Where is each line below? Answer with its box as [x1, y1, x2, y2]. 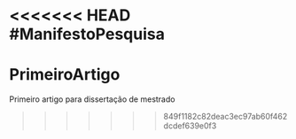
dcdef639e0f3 [163, 120, 217, 131]
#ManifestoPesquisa [9, 24, 166, 44]
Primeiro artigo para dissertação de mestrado [9, 94, 175, 104]
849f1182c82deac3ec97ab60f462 [163, 112, 288, 122]
